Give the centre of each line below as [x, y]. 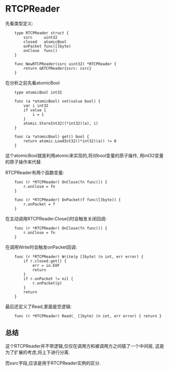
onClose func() [40, 51]
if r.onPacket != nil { [48, 279]
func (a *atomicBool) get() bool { [52, 136]
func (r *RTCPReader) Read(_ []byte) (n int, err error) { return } [88, 316]
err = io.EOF [46, 265]
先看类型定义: [19, 23]
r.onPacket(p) [47, 283]
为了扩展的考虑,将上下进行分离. [38, 352]
